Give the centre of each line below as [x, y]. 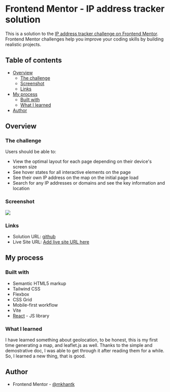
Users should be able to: [31, 152]
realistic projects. [23, 44]
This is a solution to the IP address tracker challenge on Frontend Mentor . [82, 33]
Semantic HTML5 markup [39, 283]
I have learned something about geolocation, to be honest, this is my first [82, 340]
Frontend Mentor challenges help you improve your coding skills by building [84, 39]
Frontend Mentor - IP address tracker [85, 9]
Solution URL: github [34, 237]
